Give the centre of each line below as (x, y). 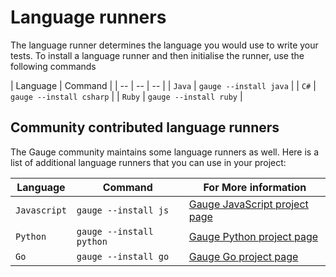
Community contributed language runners (145, 127)
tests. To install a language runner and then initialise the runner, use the (157, 55)
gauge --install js (123, 210)
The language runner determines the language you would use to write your (164, 45)
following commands (53, 66)
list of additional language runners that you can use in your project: (148, 162)
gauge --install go (123, 256)
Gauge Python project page (253, 236)
